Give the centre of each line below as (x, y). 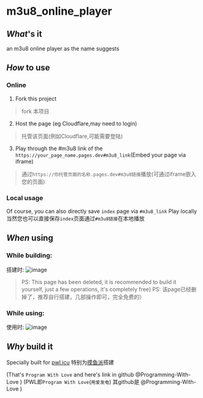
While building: (29, 255)
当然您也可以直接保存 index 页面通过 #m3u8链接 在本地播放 (76, 218)
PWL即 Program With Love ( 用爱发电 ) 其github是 (82, 381)
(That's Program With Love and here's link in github (70, 374)
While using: (25, 313)
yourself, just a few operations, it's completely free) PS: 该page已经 (106, 289)
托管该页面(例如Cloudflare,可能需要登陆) (72, 136)
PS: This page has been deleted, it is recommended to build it (99, 282)
